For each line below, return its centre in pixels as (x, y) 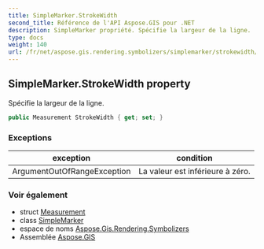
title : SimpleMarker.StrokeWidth (63, 15)
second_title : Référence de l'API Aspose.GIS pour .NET (101, 23)
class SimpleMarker (51, 221)
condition (195, 158)
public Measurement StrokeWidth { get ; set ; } (86, 117)
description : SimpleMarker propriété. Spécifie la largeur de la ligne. (130, 30)
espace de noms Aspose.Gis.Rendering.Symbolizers (104, 229)
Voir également (38, 195)
